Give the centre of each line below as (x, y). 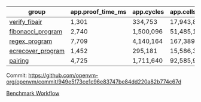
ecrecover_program (37, 51)
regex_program (31, 41)
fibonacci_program (36, 31)
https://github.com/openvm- (63, 75)
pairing (19, 61)
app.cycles (148, 12)
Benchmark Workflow (33, 93)
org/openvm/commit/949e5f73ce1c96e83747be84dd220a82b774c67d (94, 82)
